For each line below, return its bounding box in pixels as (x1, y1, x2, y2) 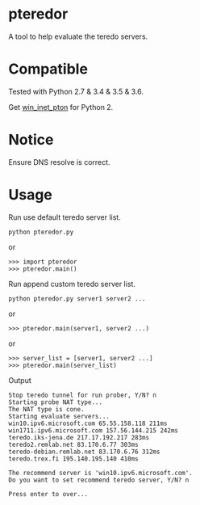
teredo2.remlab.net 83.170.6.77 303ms (8, 440, 139, 448)
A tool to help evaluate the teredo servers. (8, 32, 148, 41)
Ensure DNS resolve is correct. (8, 157, 110, 166)
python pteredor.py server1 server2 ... (8, 294, 147, 303)
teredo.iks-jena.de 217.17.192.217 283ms (8, 433, 150, 441)
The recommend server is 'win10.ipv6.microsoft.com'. (8, 469, 194, 477)
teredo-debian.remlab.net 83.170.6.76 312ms (8, 448, 160, 456)
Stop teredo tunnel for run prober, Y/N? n (8, 391, 157, 399)
